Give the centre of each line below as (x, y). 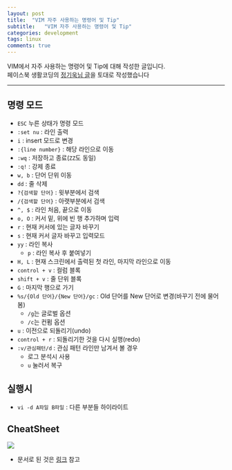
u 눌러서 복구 (45, 365)
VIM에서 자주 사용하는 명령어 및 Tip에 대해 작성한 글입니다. (86, 66)
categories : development (43, 33)
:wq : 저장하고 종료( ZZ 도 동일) (57, 158)
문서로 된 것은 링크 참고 (49, 460)
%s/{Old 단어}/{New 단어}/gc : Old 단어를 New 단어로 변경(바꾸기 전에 (112, 296)
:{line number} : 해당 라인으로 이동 (65, 149)
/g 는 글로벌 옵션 (49, 313)
